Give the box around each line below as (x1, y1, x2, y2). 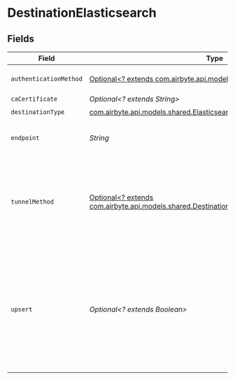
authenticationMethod (10, 75, 83, 83)
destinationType (10, 108, 65, 116)
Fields (7, 33, 35, 45)
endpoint (10, 134, 40, 141)
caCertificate (10, 95, 58, 103)
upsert (10, 306, 33, 313)
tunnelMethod (10, 198, 55, 206)
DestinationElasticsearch (7, 5, 157, 21)
